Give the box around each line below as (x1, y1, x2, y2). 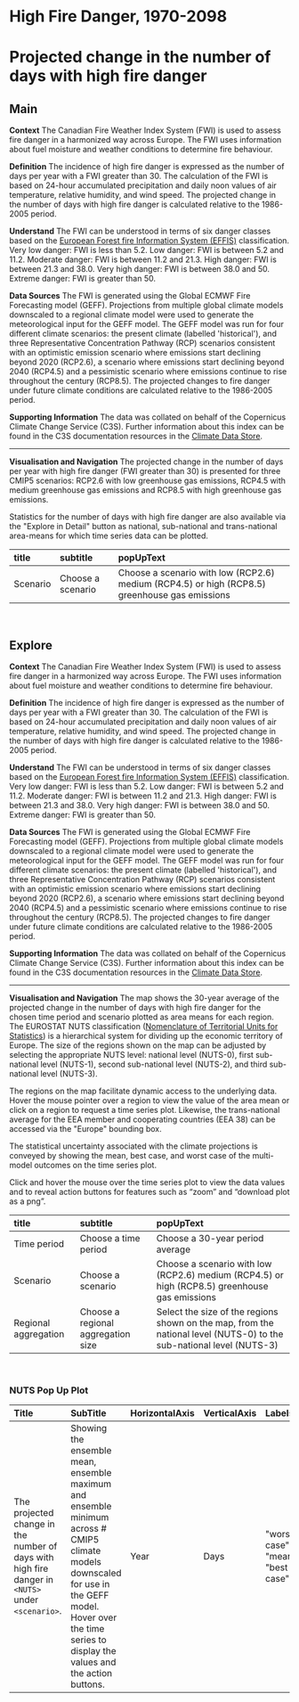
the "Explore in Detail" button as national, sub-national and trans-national (9, 521, 278, 532)
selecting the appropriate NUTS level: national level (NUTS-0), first (9, 1050, 254, 1060)
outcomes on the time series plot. (34, 1160, 158, 1170)
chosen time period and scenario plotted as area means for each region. (9, 1011, 274, 1022)
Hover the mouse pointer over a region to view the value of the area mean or (9, 1095, 290, 1106)
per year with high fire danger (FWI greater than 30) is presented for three (9, 466, 281, 477)
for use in (70, 1578, 110, 1591)
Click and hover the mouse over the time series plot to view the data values (9, 1177, 286, 1187)
